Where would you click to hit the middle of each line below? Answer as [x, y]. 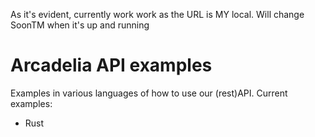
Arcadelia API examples [111, 65]
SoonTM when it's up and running [80, 25]
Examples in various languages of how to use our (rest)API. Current [149, 93]
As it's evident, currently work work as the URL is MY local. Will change [157, 14]
